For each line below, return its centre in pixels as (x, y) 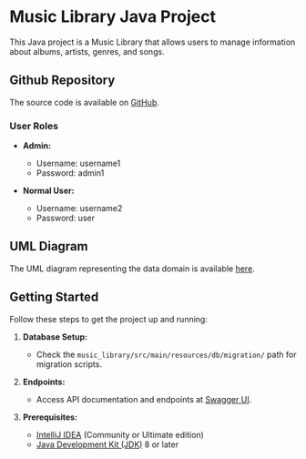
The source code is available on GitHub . (84, 102)
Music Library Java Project (113, 17)
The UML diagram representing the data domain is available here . (132, 268)
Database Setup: (55, 337)
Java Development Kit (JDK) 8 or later (107, 444)
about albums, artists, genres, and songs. (87, 51)
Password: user (66, 218)
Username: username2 (79, 209)
